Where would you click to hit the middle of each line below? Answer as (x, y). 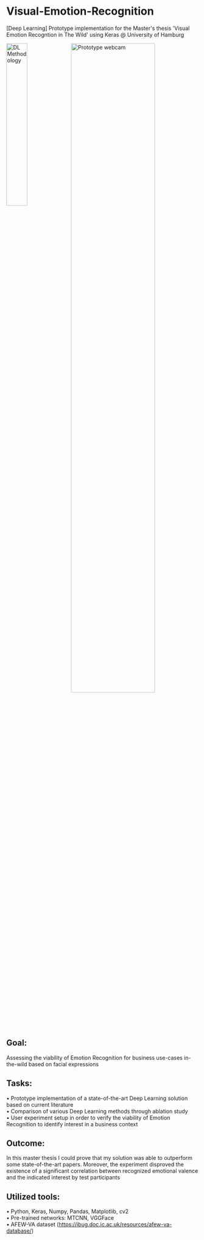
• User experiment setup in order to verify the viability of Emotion (88, 1118)
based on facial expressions (64, 1064)
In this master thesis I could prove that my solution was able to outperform (100, 1158)
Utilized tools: (33, 1197)
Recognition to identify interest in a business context (72, 1124)
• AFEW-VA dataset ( (33, 1225)
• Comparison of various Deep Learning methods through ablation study (97, 1111)
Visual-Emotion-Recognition (80, 11)
